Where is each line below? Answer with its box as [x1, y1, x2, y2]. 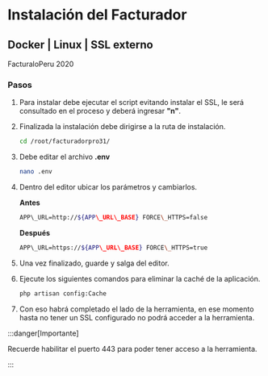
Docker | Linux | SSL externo [7, 38, 154, 52]
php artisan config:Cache [19, 289, 107, 298]
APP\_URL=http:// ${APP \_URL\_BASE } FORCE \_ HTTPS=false [19, 214, 208, 222]
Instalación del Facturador [7, 6, 187, 24]
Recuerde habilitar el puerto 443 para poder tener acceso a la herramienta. [7, 344, 258, 353]
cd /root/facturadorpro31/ [19, 137, 111, 146]
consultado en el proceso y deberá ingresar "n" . [19, 107, 182, 116]
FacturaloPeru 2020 [7, 59, 74, 69]
